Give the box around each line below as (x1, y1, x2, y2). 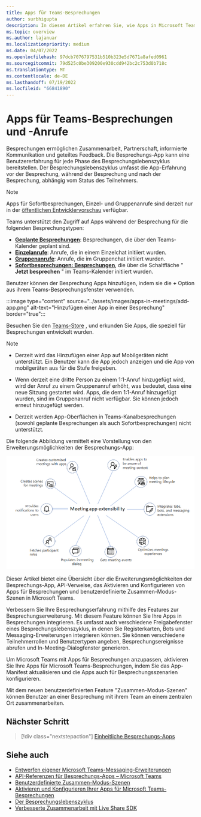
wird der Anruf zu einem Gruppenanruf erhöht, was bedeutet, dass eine (14, 382, 192, 390)
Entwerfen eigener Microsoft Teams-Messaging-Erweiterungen (14, 766, 172, 773)
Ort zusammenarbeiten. (6, 699, 65, 707)
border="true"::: (6, 310, 46, 318)
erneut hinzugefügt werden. (14, 402, 84, 409)
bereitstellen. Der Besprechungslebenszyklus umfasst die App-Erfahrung (6, 164, 187, 171)
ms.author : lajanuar (6, 35, 58, 41)
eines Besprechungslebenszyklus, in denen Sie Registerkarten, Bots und (6, 625, 185, 632)
